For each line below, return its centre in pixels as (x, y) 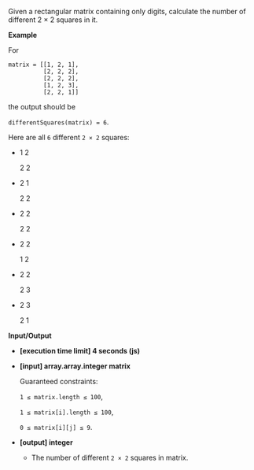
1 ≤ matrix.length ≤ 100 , (61, 396)
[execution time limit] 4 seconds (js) (79, 351)
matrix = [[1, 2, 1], (44, 65)
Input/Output (30, 335)
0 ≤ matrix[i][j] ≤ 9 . (56, 427)
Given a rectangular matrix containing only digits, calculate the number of (127, 11)
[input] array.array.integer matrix (75, 366)
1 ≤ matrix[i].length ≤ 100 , (66, 412)
